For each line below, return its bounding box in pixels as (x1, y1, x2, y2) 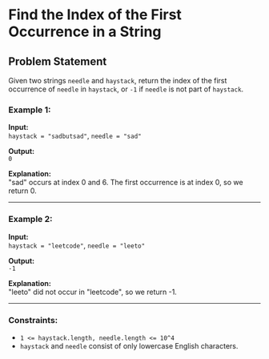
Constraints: (8, 314, 58, 325)
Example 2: (8, 214, 53, 225)
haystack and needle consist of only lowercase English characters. (19, 341, 239, 350)
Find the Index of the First (8, 6, 183, 24)
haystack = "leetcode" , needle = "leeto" (8, 240, 146, 250)
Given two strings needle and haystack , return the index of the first (8, 76, 227, 85)
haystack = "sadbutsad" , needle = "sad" (8, 131, 142, 141)
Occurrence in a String (8, 22, 162, 41)
